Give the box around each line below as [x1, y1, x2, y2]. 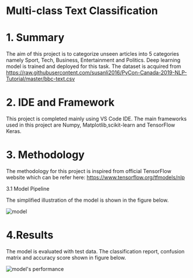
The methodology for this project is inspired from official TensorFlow [6, 168, 171, 174]
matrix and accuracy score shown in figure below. [6, 254, 126, 261]
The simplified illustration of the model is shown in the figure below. [6, 196, 169, 204]
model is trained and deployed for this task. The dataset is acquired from [6, 63, 181, 70]
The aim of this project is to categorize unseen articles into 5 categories [6, 50, 180, 57]
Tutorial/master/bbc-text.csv [6, 75, 75, 83]
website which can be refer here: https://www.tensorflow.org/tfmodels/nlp [6, 174, 185, 181]
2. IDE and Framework [6, 96, 115, 109]
